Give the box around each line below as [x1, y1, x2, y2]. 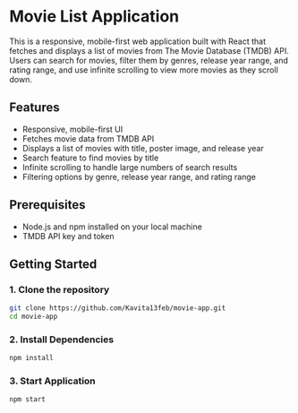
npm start [9, 395, 47, 404]
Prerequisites [9, 197, 86, 212]
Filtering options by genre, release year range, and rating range [21, 171, 257, 182]
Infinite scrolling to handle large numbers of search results [21, 161, 238, 172]
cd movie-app [9, 312, 58, 322]
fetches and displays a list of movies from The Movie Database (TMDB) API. [9, 45, 289, 56]
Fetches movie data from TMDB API [21, 133, 155, 144]
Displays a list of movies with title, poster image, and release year [21, 142, 264, 153]
